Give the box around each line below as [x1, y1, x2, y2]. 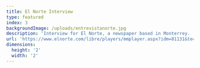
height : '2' [11, 47, 42, 53]
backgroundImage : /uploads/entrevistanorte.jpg [6, 25, 127, 31]
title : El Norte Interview [6, 8, 73, 15]
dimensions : [6, 42, 36, 48]
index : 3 [6, 20, 28, 25]
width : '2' [11, 53, 39, 59]
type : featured [6, 14, 44, 20]
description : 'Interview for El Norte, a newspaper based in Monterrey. [6, 31, 190, 37]
